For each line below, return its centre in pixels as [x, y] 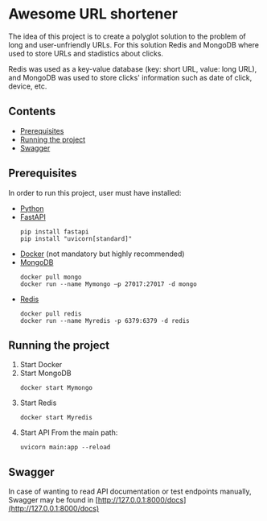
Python [32, 208]
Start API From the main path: [69, 432]
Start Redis [38, 403]
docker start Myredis [56, 418]
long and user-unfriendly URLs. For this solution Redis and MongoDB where [134, 44]
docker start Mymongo [56, 388]
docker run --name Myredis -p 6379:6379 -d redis [105, 320]
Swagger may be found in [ [53, 500]
